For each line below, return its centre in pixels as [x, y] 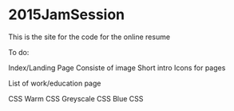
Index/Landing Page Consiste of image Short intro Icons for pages [117, 67]
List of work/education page [55, 83]
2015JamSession [67, 15]
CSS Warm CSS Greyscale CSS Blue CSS [76, 98]
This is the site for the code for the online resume [89, 37]
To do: [19, 52]
